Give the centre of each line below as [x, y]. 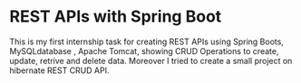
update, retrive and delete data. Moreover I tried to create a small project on [151, 60]
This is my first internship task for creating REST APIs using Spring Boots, [146, 41]
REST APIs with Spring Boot [116, 17]
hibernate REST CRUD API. [59, 70]
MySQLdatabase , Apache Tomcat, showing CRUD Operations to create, [144, 51]
